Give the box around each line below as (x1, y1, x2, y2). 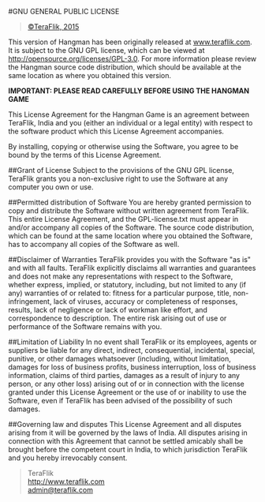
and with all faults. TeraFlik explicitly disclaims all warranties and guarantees (8, 264, 256, 272)
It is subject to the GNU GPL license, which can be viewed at (8, 46, 205, 54)
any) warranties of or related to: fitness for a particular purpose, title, (8, 288, 232, 298)
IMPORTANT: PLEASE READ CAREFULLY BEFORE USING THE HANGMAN (8, 86, 250, 96)
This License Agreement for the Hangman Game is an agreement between (8, 110, 250, 119)
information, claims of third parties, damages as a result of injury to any (8, 371, 241, 380)
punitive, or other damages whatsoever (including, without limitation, (8, 354, 231, 363)
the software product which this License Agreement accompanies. (8, 126, 225, 136)
